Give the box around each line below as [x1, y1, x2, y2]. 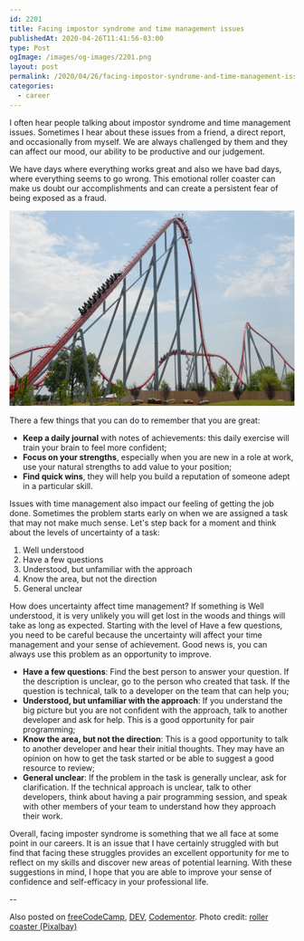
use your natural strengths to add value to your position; [22, 461, 233, 472]
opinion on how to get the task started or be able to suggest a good [22, 753, 274, 763]
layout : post [9, 62, 59, 72]
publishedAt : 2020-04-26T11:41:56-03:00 [9, 34, 165, 43]
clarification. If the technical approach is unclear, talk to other [22, 782, 252, 792]
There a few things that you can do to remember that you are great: [9, 415, 261, 426]
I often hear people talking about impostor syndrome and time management [9, 117, 291, 128]
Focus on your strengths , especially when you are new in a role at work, [22, 451, 294, 462]
